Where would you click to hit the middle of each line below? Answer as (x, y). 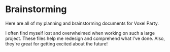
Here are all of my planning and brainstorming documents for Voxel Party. (82, 23)
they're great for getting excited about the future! (57, 43)
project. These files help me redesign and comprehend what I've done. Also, (85, 38)
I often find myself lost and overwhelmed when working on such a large (80, 33)
